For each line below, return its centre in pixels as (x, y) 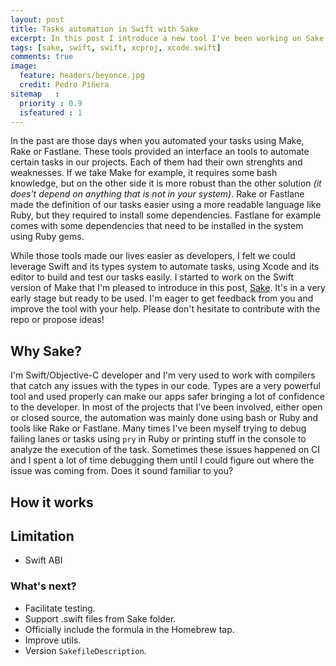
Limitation (42, 536)
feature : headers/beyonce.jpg (82, 76)
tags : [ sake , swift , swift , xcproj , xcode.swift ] (116, 47)
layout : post (37, 19)
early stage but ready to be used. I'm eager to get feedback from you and (162, 298)
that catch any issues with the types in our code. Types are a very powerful (165, 386)
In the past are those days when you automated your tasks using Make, (157, 141)
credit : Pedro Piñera (64, 85)
